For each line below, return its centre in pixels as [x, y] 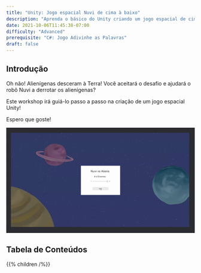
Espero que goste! [29, 119]
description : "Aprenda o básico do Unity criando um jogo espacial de [96, 19]
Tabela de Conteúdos [47, 250]
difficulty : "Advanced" [36, 32]
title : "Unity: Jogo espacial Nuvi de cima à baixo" [73, 13]
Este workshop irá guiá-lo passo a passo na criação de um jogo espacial [96, 101]
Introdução [27, 69]
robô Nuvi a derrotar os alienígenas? [51, 90]
